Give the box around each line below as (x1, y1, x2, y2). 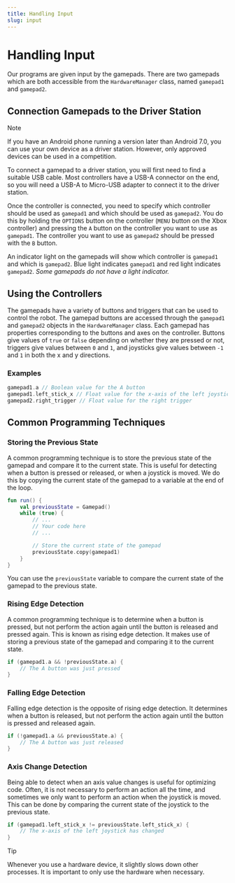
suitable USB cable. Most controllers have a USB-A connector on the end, (7, 173, 220, 182)
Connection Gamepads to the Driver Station (7, 105, 201, 117)
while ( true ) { (20, 510, 64, 517)
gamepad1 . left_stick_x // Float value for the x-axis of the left (7, 391, 205, 398)
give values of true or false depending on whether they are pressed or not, (7, 336, 225, 345)
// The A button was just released (20, 739, 124, 746)
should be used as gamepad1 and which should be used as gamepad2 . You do (7, 209, 224, 218)
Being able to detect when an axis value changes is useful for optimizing (7, 778, 216, 786)
